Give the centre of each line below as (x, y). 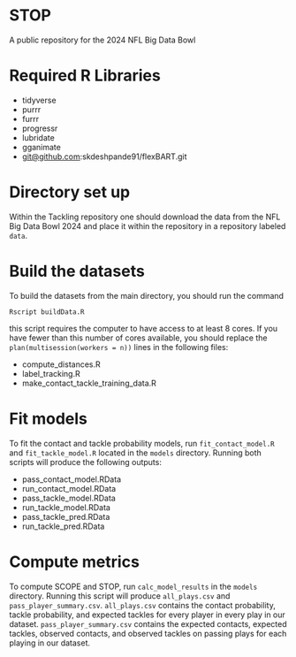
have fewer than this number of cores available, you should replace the (138, 338)
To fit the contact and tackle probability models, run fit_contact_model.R (142, 443)
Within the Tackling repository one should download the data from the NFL (145, 217)
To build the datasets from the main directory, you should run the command (147, 295)
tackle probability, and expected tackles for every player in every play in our (147, 615)
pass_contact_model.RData (72, 479)
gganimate (42, 147)
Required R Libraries (85, 76)
